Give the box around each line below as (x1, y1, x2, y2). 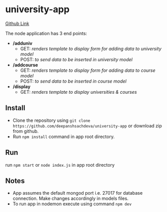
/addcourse (12, 62, 38, 68)
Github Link (5, 20, 30, 26)
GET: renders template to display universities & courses (20, 89, 137, 95)
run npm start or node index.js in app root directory (5, 162, 115, 168)
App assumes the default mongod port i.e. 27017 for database (12, 190, 143, 196)
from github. (12, 128, 39, 134)
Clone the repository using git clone (12, 117, 91, 123)
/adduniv (12, 40, 33, 46)
